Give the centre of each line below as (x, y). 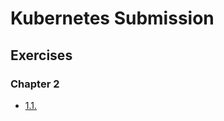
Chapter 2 (35, 84)
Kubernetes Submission (112, 18)
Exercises (41, 55)
